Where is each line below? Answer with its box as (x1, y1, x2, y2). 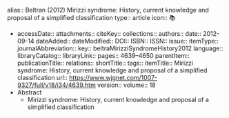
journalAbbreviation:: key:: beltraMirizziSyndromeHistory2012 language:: (17, 44, 223, 52)
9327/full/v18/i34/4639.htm (17, 81, 97, 89)
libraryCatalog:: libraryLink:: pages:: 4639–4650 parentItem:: (17, 52, 190, 59)
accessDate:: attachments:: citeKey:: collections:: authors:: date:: (17, 30, 202, 37)
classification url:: (17, 74, 68, 81)
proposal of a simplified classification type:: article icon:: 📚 (7, 14, 176, 21)
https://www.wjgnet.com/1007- (68, 74, 158, 81)
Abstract (17, 88, 42, 96)
